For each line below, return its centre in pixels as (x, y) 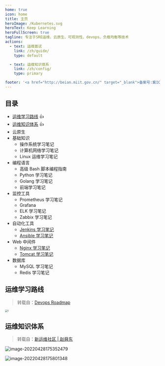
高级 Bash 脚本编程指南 (43, 168)
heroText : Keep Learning (30, 28)
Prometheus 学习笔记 (41, 200)
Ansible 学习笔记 (36, 235)
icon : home (16, 14)
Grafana (28, 205)
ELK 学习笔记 (33, 211)
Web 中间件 (24, 241)
